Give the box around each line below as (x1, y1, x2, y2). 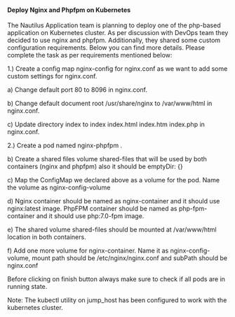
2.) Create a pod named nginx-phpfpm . (7, 141, 123, 150)
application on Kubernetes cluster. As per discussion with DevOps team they (7, 29, 229, 37)
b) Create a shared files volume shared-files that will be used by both (7, 155, 207, 163)
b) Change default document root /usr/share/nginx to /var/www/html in (7, 99, 213, 108)
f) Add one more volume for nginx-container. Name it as (7, 246, 169, 255)
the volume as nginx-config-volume (7, 183, 111, 192)
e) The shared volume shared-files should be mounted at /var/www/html (7, 225, 217, 234)
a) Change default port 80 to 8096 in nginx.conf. (7, 86, 148, 94)
